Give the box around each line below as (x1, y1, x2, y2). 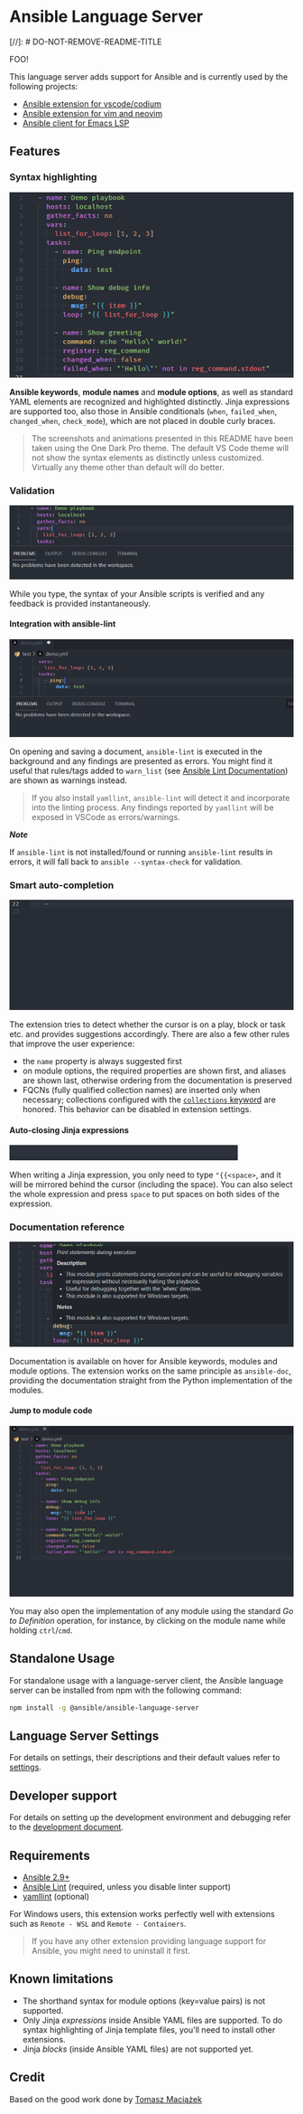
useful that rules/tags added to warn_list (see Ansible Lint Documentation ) (9, 765, 289, 776)
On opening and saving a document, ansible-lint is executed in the (9, 746, 263, 757)
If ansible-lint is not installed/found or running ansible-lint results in (9, 846, 273, 857)
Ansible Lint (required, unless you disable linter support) (22, 1882, 232, 1892)
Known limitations (9, 1971, 114, 1987)
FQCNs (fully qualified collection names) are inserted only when (22, 1084, 261, 1095)
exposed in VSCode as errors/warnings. (31, 811, 180, 822)
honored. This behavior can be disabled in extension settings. (22, 1103, 252, 1114)
